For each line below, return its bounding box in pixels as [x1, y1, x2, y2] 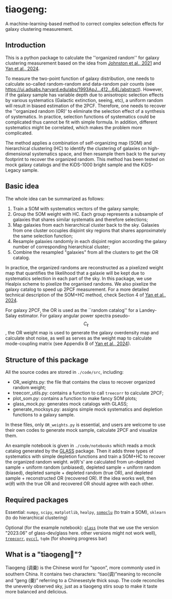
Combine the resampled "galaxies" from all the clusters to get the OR [12, 249, 159, 255]
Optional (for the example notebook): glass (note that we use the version [5, 524, 159, 530]
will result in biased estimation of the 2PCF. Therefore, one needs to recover [5, 103, 166, 109]
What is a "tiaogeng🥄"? [5, 550, 82, 559]
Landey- [139, 307, 157, 313]
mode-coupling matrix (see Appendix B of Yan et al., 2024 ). [5, 341, 132, 347]
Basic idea [5, 182, 39, 191]
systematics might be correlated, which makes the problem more [5, 124, 142, 130]
